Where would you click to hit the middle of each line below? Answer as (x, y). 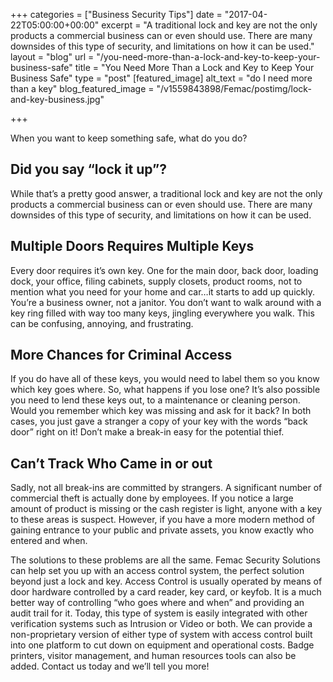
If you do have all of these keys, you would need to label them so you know (165, 379)
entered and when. (49, 541)
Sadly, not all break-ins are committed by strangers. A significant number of (166, 488)
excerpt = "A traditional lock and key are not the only (209, 25)
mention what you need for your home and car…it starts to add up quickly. (162, 291)
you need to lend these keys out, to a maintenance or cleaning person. (155, 400)
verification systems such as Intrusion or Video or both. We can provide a (161, 624)
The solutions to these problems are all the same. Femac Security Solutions (165, 560)
